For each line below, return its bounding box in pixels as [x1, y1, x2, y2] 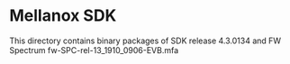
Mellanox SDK [9, 5, 117, 26]
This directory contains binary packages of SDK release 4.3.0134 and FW [9, 35, 282, 46]
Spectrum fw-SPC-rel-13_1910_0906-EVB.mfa [9, 44, 179, 55]
